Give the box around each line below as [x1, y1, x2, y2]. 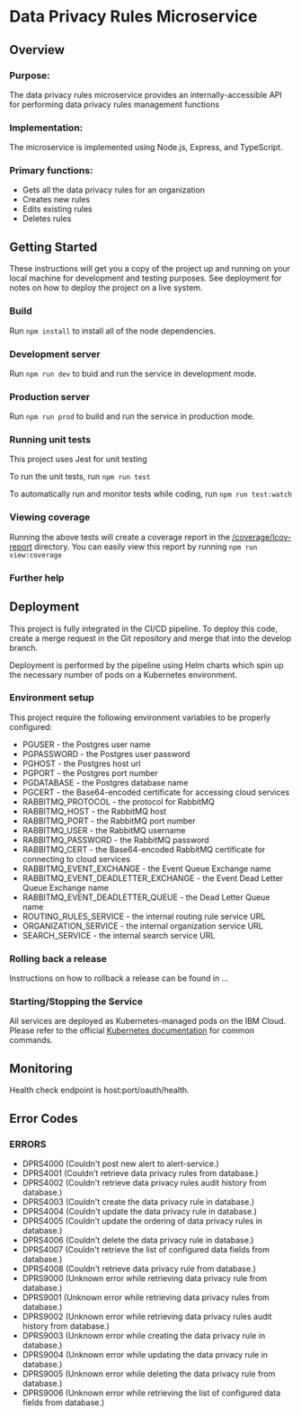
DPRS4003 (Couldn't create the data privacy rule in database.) [22, 1196, 255, 1207]
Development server [9, 348, 101, 361]
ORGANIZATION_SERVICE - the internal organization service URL [22, 920, 263, 931]
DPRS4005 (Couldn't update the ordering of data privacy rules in [22, 1216, 263, 1226]
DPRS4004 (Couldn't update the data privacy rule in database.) [22, 1206, 258, 1216]
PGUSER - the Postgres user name [22, 739, 151, 750]
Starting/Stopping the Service [9, 995, 144, 1008]
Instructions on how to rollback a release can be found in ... [9, 973, 229, 984]
